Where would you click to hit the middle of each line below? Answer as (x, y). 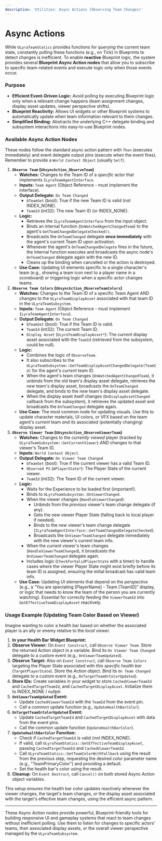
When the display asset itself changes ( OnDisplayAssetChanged (88, 396)
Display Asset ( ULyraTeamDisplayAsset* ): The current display (87, 335)
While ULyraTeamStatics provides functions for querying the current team (78, 47)
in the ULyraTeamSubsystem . (46, 304)
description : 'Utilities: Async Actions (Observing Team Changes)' (74, 9)
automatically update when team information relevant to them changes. (83, 116)
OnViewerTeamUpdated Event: (40, 697)
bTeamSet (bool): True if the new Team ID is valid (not (79, 201)
